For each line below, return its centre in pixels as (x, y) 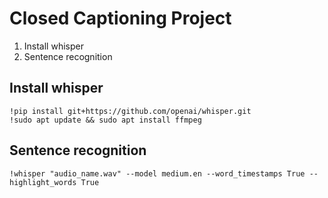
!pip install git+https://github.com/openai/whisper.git (130, 111)
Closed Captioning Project (120, 18)
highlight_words (43, 182)
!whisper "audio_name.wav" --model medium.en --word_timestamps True (157, 173)
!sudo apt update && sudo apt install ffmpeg (105, 120)
